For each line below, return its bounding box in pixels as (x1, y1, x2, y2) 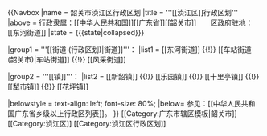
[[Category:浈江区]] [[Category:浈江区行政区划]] (7, 119, 166, 128)
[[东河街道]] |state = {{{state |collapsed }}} (7, 28, 145, 37)
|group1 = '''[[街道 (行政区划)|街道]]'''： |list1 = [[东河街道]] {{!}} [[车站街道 (7, 45, 252, 54)
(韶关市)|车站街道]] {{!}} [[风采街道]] (7, 55, 126, 64)
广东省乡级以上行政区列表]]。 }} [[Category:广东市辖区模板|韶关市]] (14, 109, 238, 118)
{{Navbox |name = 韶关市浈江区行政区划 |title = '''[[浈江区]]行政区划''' (7, 8, 239, 17)
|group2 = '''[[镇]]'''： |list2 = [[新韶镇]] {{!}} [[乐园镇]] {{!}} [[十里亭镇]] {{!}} (7, 72, 260, 81)
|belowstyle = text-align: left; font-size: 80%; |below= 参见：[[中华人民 (7, 99, 242, 108)
